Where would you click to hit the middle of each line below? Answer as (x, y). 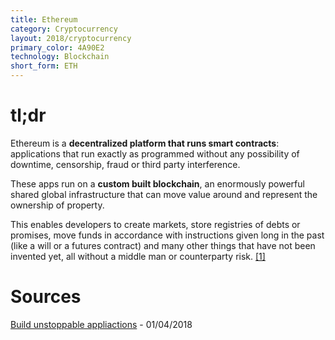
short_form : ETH (44, 66)
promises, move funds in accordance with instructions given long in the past (167, 235)
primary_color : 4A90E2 (57, 47)
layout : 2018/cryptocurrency (71, 38)
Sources (46, 297)
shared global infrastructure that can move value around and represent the (164, 194)
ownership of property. (57, 205)
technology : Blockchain (60, 57)
